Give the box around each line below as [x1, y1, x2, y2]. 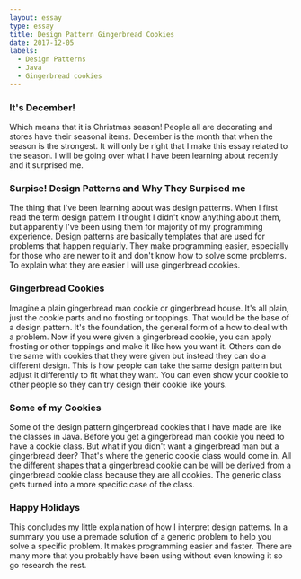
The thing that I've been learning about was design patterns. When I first [9, 203, 279, 214]
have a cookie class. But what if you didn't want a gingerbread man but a [9, 441, 279, 452]
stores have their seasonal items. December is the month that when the [9, 131, 273, 142]
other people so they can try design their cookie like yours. [9, 379, 227, 390]
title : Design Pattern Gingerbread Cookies [9, 30, 175, 39]
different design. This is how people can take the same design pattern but [9, 360, 283, 371]
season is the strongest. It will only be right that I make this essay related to [9, 141, 288, 152]
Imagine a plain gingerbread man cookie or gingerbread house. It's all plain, [9, 303, 289, 313]
